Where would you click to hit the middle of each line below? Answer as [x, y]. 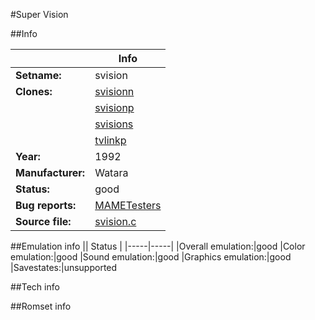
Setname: [38, 75]
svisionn [114, 91]
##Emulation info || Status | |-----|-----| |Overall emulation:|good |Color [158, 246]
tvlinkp [110, 140]
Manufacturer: [50, 172]
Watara [111, 172]
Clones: [34, 91]
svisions [114, 124]
